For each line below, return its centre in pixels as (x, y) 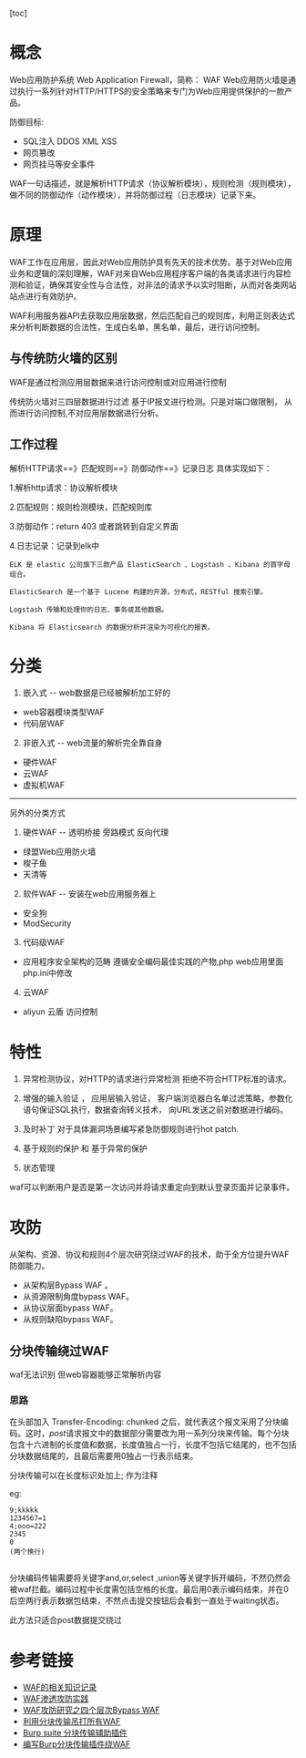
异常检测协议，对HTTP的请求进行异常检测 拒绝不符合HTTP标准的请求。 (157, 1079)
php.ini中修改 (47, 973)
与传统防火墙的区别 (63, 359)
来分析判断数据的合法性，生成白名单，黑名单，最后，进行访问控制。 (137, 326)
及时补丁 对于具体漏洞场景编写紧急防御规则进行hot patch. (131, 1129)
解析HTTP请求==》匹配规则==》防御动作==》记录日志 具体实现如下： (141, 468)
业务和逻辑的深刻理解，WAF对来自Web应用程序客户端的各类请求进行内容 (147, 273)
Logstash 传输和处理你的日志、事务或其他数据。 (89, 610)
